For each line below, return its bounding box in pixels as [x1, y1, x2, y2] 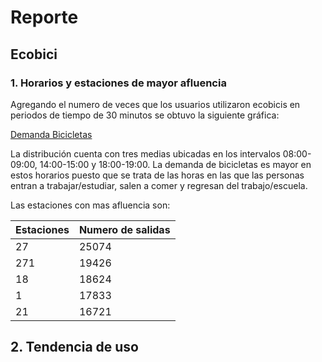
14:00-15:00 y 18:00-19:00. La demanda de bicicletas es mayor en [39, 158, 312, 170]
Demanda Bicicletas [10, 128, 93, 140]
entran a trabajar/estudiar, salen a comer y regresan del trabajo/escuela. [10, 179, 308, 191]
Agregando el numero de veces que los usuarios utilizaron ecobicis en [10, 98, 301, 110]
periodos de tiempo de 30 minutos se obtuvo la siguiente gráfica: [10, 109, 280, 121]
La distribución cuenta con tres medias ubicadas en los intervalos [10, 147, 281, 160]
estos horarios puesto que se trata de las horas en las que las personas [10, 169, 305, 181]
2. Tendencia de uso [10, 339, 139, 356]
